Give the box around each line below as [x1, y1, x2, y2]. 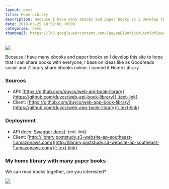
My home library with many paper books [5, 157, 106, 164]
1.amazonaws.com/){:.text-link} [12, 144, 77, 151]
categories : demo [5, 26, 42, 31]
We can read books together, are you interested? [5, 168, 107, 174]
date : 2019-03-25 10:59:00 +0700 [5, 21, 75, 27]
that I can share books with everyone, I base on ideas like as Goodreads [5, 59, 154, 65]
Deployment [5, 117, 36, 124]
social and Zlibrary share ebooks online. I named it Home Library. [5, 65, 140, 70]
